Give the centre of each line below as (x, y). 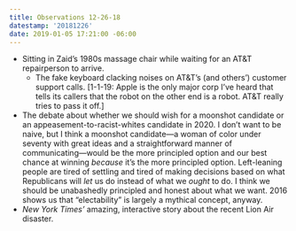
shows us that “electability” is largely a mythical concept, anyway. (142, 200)
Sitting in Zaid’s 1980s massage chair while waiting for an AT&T (137, 59)
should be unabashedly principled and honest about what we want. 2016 (155, 190)
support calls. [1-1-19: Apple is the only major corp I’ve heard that (154, 87)
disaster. (38, 219)
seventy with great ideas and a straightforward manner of (127, 143)
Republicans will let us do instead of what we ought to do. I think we (146, 181)
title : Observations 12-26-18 (65, 17)
